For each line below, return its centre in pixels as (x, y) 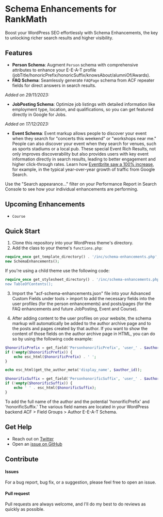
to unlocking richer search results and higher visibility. (59, 38)
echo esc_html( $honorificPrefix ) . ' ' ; (55, 357)
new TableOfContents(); (29, 284)
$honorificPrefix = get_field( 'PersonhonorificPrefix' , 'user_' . (73, 348)
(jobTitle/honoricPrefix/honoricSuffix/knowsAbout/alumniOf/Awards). (81, 75)
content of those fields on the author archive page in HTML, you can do (83, 334)
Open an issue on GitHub (37, 444)
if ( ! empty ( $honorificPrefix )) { (39, 352)
